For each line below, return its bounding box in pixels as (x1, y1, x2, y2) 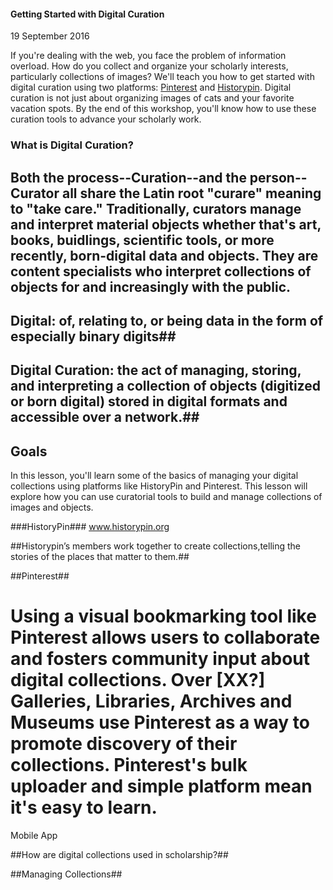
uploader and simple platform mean (10, 775, 313, 798)
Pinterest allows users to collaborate (10, 626, 321, 649)
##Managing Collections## (10, 868, 123, 880)
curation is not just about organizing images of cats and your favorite (10, 92, 295, 104)
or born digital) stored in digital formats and (10, 393, 288, 410)
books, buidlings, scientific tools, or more (10, 231, 275, 249)
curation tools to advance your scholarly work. (10, 113, 202, 125)
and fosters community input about (10, 648, 311, 670)
